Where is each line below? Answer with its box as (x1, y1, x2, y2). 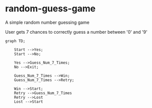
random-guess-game (5, 3, 96, 14)
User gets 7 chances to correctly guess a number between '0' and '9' (5, 29, 148, 35)
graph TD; (5, 38, 26, 44)
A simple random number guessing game (5, 19, 89, 25)
